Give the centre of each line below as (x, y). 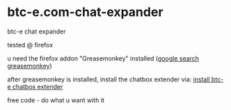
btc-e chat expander (37, 31)
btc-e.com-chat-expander (85, 12)
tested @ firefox (30, 45)
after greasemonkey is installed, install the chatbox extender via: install (109, 79)
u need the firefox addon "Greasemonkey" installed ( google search (103, 58)
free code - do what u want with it (56, 100)
